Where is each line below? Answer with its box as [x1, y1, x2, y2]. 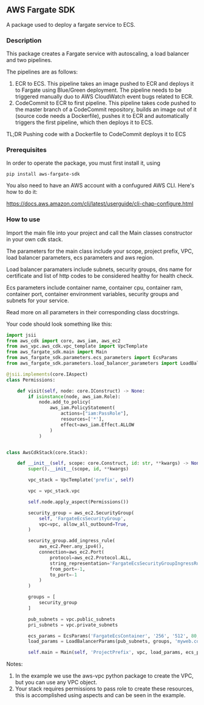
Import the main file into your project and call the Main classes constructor [6, 229, 192, 236]
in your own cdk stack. [6, 235, 63, 242]
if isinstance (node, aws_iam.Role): [28, 393, 121, 400]
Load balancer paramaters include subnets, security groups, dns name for [6, 266, 192, 273]
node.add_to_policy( [38, 399, 91, 405]
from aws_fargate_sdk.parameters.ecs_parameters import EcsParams [6, 355, 178, 361]
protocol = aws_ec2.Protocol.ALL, [49, 554, 132, 561]
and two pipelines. [6, 57, 53, 64]
